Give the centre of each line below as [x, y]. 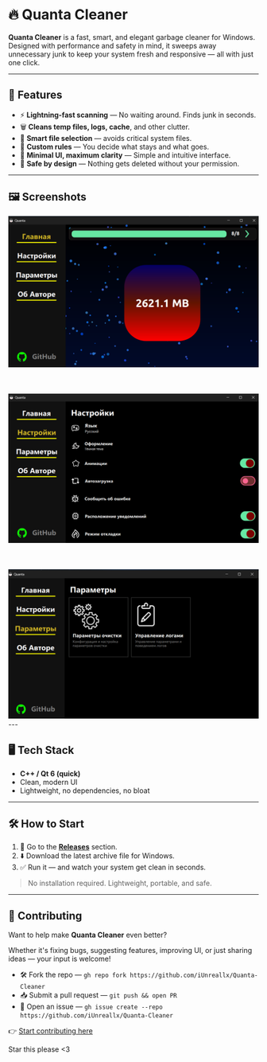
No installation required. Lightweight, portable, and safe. [120, 883]
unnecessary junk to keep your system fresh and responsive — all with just [131, 54]
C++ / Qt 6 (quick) [50, 773]
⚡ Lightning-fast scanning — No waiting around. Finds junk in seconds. [138, 115]
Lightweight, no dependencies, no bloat [85, 791]
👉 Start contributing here [50, 1031]
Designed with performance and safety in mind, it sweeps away [112, 45]
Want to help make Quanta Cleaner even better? [88, 935]
